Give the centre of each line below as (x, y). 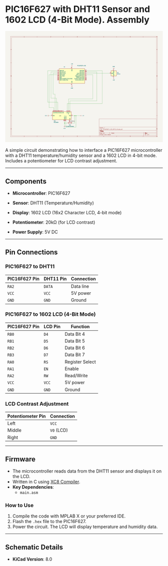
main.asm (29, 493)
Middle (14, 430)
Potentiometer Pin (26, 416)
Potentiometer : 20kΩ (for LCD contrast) (54, 222)
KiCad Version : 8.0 (32, 559)
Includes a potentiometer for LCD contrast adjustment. (61, 161)
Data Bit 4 (75, 334)
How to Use (19, 505)
